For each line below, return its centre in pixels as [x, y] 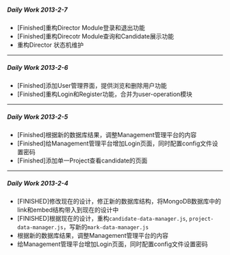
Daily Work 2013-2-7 [37, 10]
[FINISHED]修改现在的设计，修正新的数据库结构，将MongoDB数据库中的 [119, 201]
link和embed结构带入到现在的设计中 [68, 210]
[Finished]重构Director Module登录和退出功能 [81, 27]
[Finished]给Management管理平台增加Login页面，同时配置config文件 [114, 143]
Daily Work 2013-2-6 [38, 67]
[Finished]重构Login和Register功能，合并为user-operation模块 [105, 94]
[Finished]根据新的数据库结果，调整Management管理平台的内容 [107, 134]
